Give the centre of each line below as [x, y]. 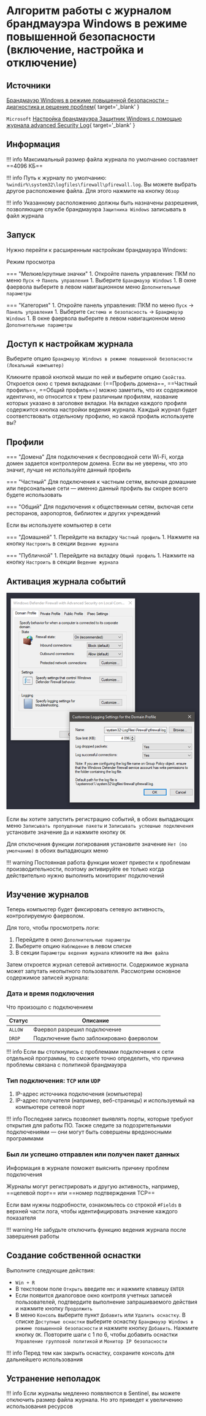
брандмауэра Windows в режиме [97, 24]
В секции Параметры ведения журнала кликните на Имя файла [92, 953]
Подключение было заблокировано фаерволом [96, 1038]
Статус [19, 1021]
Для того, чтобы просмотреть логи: [53, 928]
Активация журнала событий [66, 581]
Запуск [21, 235]
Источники [29, 86]
